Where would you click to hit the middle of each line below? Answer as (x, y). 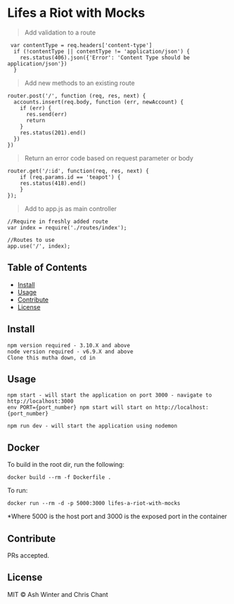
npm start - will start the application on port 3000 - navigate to (110, 395)
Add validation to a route (60, 32)
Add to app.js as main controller (71, 208)
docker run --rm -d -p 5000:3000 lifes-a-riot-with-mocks (94, 503)
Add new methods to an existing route (79, 83)
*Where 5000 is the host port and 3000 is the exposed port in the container (117, 516)
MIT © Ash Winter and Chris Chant (58, 594)
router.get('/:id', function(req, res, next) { (78, 171)
